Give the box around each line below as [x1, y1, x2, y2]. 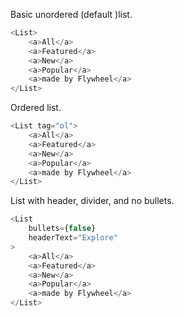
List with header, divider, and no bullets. [10, 195, 175, 207]
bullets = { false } [28, 224, 97, 234]
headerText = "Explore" [28, 233, 118, 243]
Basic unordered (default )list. [10, 9, 133, 20]
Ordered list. [10, 102, 62, 114]
